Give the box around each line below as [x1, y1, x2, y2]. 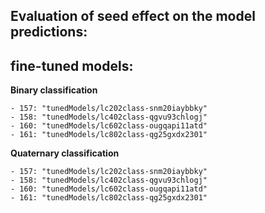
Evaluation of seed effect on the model [10, 8, 256, 25]
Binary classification [10, 84, 98, 96]
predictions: [10, 24, 88, 41]
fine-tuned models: [10, 57, 134, 74]
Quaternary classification [10, 147, 120, 159]
